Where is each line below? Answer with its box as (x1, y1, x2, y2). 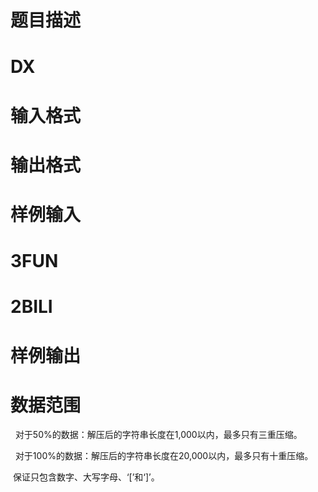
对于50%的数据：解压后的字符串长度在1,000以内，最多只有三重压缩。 (14, 429, 303, 441)
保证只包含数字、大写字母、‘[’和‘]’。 (12, 471, 160, 483)
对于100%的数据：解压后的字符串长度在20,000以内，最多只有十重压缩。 (14, 450, 314, 462)
